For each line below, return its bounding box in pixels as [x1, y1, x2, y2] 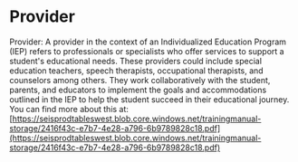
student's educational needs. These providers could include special [9, 55, 263, 66]
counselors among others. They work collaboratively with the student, [9, 74, 271, 85]
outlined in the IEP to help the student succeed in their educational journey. [9, 93, 290, 105]
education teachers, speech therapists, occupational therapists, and [9, 65, 264, 76]
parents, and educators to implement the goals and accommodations [9, 84, 267, 95]
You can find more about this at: [9, 103, 130, 114]
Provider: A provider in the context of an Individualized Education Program [9, 36, 287, 47]
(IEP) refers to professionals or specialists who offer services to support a [9, 45, 284, 56]
